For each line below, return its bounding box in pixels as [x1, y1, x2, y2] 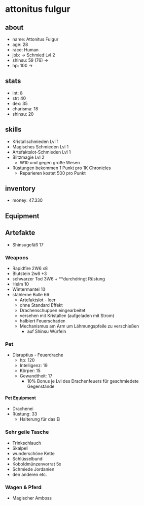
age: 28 [12, 42, 28, 47]
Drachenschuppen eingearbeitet [19, 307, 86, 313]
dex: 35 [12, 100, 28, 106]
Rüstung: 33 [12, 411, 37, 417]
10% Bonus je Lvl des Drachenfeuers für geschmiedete [27, 378, 139, 384]
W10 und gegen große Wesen [19, 159, 80, 165]
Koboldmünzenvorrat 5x [12, 461, 62, 467]
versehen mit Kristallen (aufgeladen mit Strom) [19, 313, 114, 319]
